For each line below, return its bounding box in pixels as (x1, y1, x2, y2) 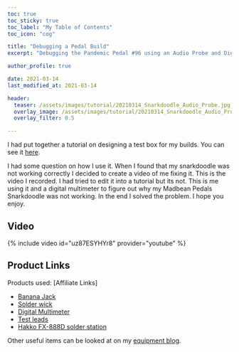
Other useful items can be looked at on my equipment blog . (7, 336, 181, 345)
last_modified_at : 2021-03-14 (7, 82, 97, 89)
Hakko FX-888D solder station (17, 322, 107, 331)
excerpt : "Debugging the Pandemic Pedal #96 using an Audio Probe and (7, 50, 221, 57)
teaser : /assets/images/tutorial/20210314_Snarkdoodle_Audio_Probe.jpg (14, 101, 231, 109)
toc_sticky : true (7, 17, 59, 24)
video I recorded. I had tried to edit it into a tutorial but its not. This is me (7, 177, 219, 186)
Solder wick (17, 299, 53, 308)
